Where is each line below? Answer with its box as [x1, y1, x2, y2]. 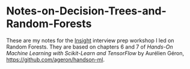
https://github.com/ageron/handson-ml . [6, 56, 105, 63]
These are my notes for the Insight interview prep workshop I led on [6, 37, 174, 44]
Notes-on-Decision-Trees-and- [6, 4, 167, 18]
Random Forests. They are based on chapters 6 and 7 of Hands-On [6, 43, 173, 50]
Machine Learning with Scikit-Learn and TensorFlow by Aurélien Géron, [6, 49, 185, 56]
